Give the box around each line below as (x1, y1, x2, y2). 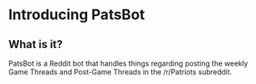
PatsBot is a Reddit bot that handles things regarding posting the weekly (8, 58, 249, 68)
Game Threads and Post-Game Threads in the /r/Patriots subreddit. (8, 67, 233, 77)
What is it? (8, 38, 63, 51)
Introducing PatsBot (8, 6, 145, 24)
